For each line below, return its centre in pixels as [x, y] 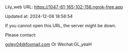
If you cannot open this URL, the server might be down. [61, 26]
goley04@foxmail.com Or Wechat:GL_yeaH [48, 44]
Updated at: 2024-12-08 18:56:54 [39, 16]
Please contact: [21, 35]
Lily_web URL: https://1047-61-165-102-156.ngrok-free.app [64, 7]
